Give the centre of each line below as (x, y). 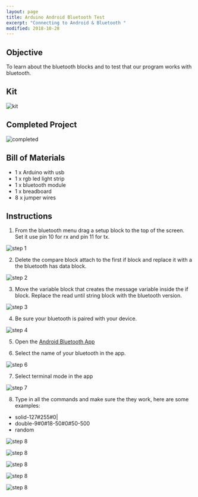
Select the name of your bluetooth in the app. (70, 353)
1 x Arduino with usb (40, 172)
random (24, 430)
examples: (27, 406)
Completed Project (42, 125)
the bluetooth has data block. (51, 266)
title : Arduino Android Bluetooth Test (56, 17)
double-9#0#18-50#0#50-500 (52, 424)
